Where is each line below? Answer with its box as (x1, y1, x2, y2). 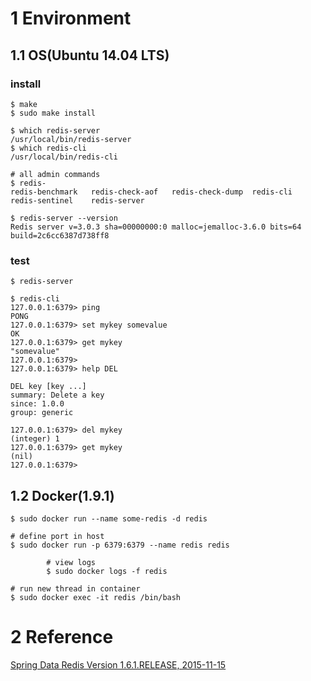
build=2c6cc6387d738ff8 (10, 230, 110, 241)
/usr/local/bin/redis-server (10, 134, 132, 144)
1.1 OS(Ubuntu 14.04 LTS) (10, 47, 170, 64)
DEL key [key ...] (10, 382, 87, 392)
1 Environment (10, 7, 132, 30)
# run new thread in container (10, 583, 141, 594)
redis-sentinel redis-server (10, 195, 145, 206)
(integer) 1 (10, 434, 60, 444)
